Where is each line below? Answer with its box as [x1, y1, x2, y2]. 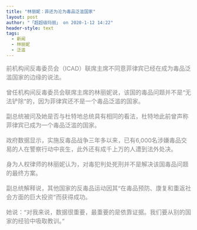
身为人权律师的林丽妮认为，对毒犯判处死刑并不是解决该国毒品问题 [6, 160, 189, 168]
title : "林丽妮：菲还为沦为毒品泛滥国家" [6, 8, 96, 15]
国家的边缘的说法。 [12, 73, 66, 81]
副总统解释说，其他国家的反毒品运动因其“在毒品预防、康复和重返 [6, 184, 186, 192]
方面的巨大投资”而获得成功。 [12, 193, 92, 201]
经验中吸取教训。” [18, 216, 65, 225]
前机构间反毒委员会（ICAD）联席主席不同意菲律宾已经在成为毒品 [6, 64, 185, 73]
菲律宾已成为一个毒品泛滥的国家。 [6, 121, 101, 129]
